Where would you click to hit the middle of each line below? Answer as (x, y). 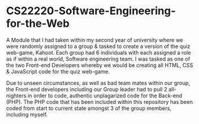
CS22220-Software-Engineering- (91, 11)
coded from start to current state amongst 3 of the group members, (89, 108)
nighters (16, 96)
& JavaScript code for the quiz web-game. (58, 71)
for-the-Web (38, 23)
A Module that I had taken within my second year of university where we (94, 40)
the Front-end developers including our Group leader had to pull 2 (87, 89)
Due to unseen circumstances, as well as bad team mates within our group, (98, 83)
